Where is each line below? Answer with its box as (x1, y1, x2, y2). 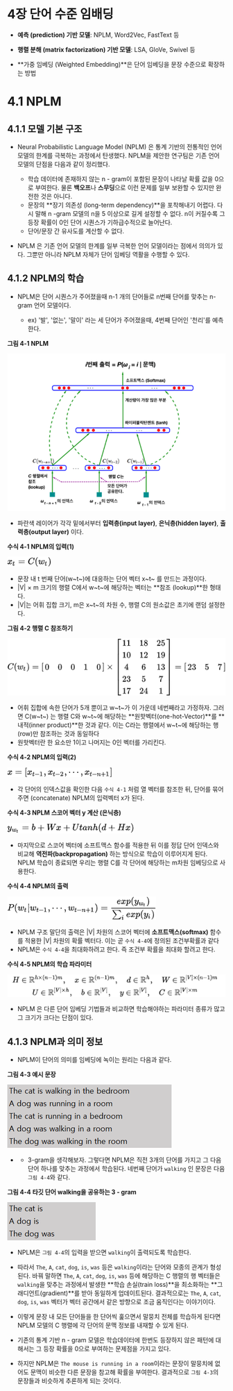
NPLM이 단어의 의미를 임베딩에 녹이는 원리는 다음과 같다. (17, 1055, 172, 1063)
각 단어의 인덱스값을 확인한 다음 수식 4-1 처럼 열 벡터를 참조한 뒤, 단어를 (17, 785, 212, 794)
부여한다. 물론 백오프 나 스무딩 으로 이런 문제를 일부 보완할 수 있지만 (35, 183, 215, 192)
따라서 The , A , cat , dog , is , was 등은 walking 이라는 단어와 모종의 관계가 (17, 1263, 209, 1271)
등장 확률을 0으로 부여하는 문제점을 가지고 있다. (43, 1344, 171, 1353)
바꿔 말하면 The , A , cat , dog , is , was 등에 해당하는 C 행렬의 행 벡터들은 (32, 1272, 221, 1280)
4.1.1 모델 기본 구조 (7, 123, 83, 135)
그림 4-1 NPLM (7, 339, 49, 347)
